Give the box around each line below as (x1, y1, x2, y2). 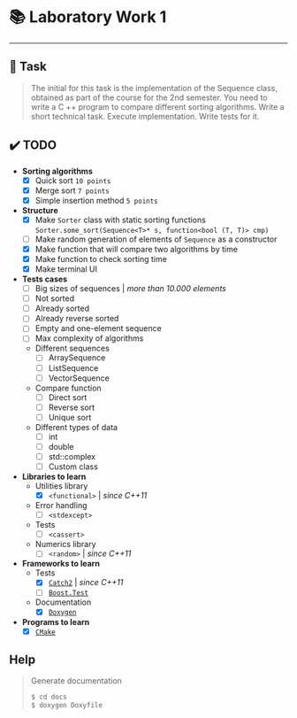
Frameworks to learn (21, 559, 100, 569)
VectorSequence (48, 373, 110, 383)
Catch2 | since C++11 (48, 577, 124, 588)
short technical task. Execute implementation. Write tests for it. (30, 111, 260, 121)
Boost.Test (48, 589, 88, 598)
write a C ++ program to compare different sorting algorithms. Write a (30, 101, 285, 112)
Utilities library (34, 481, 88, 491)
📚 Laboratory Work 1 (9, 7, 167, 27)
